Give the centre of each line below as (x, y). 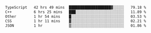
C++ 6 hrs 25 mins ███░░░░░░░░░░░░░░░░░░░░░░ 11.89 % (76, 12)
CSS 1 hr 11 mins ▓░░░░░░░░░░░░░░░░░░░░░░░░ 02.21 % (76, 21)
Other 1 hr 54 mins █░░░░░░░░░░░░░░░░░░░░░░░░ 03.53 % (76, 16)
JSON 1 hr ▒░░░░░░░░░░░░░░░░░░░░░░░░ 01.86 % (76, 25)
